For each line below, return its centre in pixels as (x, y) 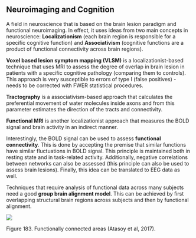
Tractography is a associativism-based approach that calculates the (89, 97)
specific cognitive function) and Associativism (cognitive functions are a (95, 42)
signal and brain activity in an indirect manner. (62, 127)
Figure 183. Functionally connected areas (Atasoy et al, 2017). (81, 229)
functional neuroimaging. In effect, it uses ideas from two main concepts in (97, 30)
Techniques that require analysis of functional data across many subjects (95, 187)
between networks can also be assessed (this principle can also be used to (98, 163)
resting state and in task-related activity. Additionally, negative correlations (97, 157)
